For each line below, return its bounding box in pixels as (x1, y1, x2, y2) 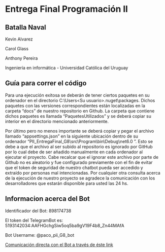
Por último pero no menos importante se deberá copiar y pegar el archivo (5, 128, 154, 134)
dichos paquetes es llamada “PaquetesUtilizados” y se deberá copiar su (5, 113, 152, 119)
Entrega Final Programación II (5, 3, 128, 15)
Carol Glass (5, 46, 29, 51)
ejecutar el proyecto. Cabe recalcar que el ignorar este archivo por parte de (5, 154, 159, 160)
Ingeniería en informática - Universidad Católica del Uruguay (5, 65, 129, 71)
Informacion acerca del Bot (5, 195, 90, 203)
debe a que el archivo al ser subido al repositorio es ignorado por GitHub (5, 144, 153, 149)
